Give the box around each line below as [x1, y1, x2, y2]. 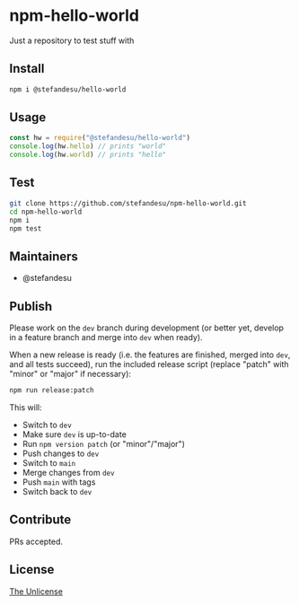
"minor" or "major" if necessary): [9, 369, 132, 379]
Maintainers [9, 249, 79, 264]
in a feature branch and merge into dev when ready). [9, 332, 204, 342]
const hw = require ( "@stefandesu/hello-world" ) [9, 134, 191, 143]
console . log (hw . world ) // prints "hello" [9, 150, 167, 160]
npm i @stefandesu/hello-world [9, 84, 127, 94]
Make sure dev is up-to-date [22, 428, 128, 440]
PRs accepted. [9, 536, 64, 547]
